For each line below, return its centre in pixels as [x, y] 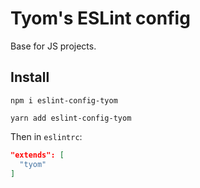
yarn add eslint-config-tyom [71, 118]
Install [30, 77]
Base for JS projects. [53, 46]
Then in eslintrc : [46, 136]
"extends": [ [37, 155]
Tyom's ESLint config [100, 18]
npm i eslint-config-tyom [64, 100]
